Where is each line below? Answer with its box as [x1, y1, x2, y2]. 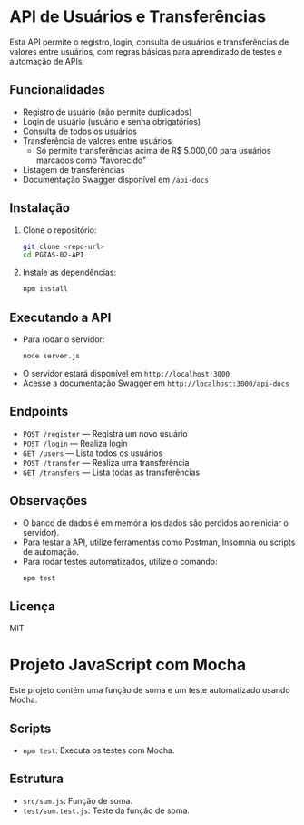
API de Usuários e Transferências [9, 6, 266, 27]
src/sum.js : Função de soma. [22, 795, 133, 806]
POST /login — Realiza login [22, 438, 128, 448]
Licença [9, 599, 56, 614]
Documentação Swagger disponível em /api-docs [22, 174, 209, 185]
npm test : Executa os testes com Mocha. [22, 744, 175, 756]
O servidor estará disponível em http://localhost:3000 [22, 367, 230, 378]
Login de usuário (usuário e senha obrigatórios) [22, 116, 201, 126]
